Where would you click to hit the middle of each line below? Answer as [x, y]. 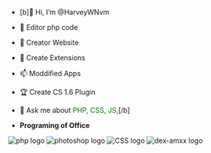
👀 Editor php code [49, 27]
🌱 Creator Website [49, 42]
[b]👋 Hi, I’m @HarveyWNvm [64, 12]
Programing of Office [55, 125]
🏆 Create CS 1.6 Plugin [57, 92]
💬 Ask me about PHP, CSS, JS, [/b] [75, 110]
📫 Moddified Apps [50, 73]
